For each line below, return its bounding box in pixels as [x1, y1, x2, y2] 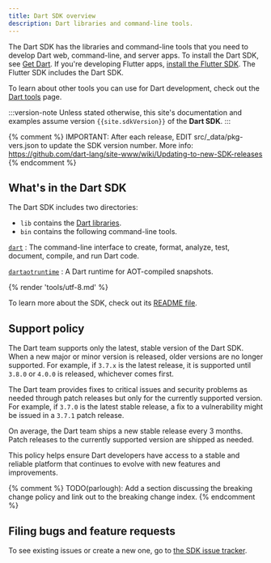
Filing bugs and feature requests [8, 524, 176, 538]
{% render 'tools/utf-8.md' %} [8, 283, 109, 292]
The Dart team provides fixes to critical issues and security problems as [8, 385, 248, 395]
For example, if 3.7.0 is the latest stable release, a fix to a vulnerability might [8, 402, 264, 412]
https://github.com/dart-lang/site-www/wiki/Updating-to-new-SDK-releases [8, 149, 263, 159]
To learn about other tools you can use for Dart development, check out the [8, 83, 260, 93]
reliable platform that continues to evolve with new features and [8, 459, 221, 469]
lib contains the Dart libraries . [19, 218, 122, 228]
